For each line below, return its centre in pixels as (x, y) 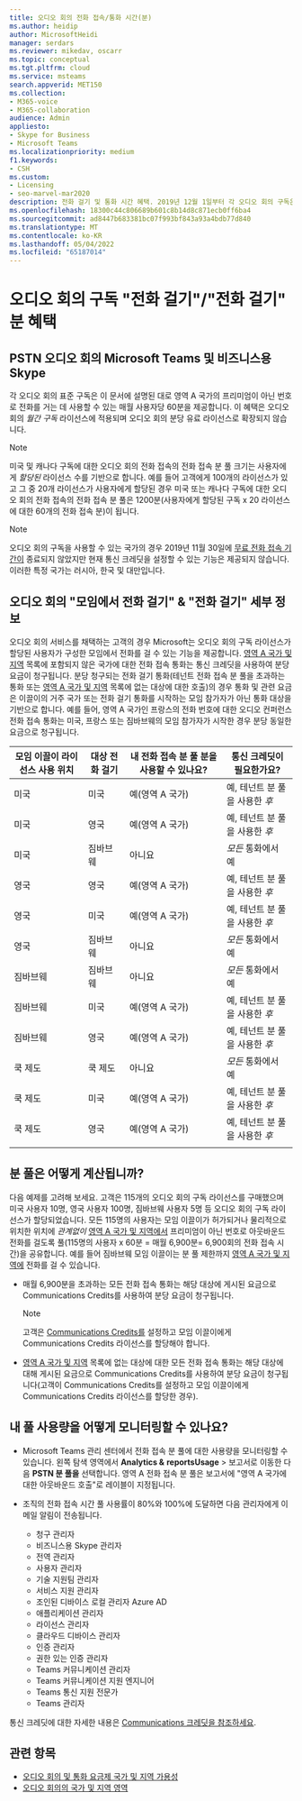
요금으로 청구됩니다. (44, 732)
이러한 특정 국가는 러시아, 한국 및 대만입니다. (87, 571)
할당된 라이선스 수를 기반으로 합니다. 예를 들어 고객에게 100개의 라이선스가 (148, 478)
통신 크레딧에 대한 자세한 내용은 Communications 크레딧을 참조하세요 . (133, 1722)
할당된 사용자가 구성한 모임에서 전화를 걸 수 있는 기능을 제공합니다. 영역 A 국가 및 (151, 653)
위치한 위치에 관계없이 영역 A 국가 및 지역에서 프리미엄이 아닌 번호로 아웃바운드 (147, 1230)
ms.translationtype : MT (54, 227)
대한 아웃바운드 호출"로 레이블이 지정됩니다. (98, 1485)
